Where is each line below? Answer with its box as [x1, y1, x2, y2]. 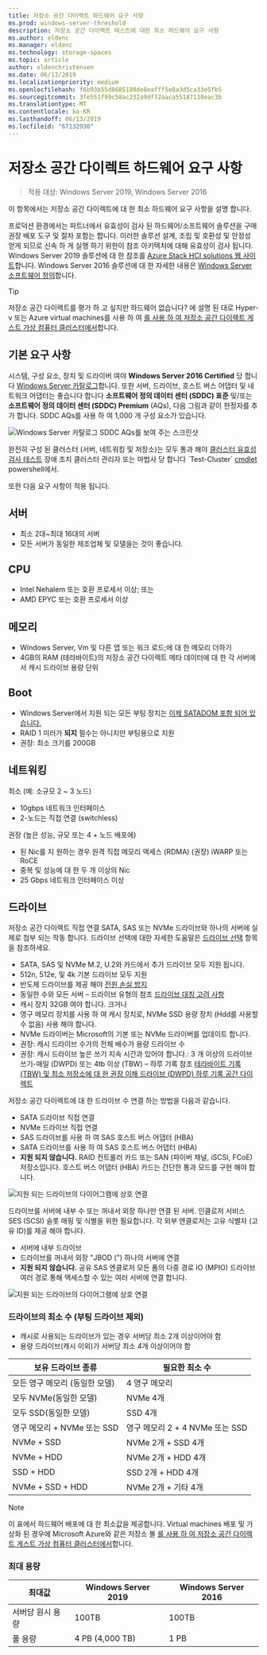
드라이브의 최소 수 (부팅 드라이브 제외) [8, 1312, 145, 1323]
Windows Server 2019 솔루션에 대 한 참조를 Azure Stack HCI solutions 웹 [8, 250, 242, 260]
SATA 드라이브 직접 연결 [19, 1113, 95, 1122]
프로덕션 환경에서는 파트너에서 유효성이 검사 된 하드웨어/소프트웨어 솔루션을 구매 [8, 220, 257, 231]
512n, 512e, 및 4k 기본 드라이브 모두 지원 [19, 970, 148, 979]
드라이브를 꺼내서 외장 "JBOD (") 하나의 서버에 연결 [19, 1253, 180, 1262]
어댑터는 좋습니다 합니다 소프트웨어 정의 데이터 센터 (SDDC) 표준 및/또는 [29, 390, 253, 400]
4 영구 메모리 [126, 1377, 173, 1388]
